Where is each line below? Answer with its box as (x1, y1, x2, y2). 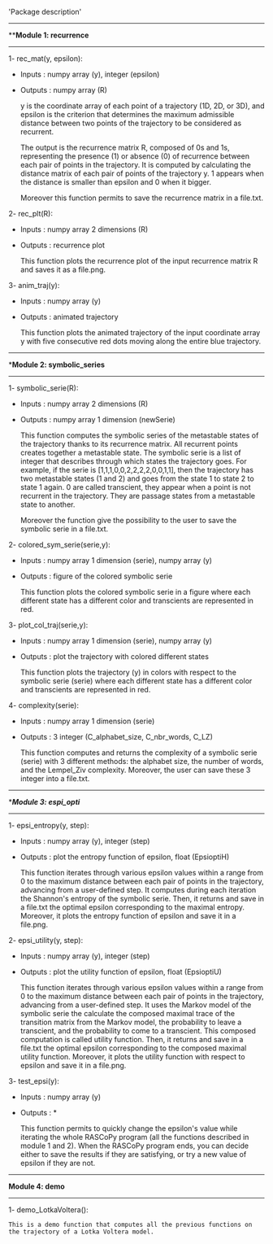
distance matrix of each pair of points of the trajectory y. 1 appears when (19, 168, 264, 178)
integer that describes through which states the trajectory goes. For (19, 456, 248, 466)
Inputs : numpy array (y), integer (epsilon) (19, 69, 160, 79)
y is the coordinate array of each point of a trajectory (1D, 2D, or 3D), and (19, 101, 265, 111)
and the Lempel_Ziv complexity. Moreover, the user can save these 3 (19, 765, 251, 775)
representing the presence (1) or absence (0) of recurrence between (19, 151, 250, 161)
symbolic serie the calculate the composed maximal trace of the (19, 1009, 236, 1018)
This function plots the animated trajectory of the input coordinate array (19, 328, 261, 337)
